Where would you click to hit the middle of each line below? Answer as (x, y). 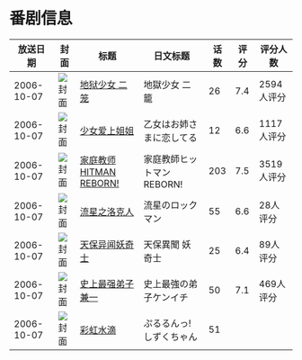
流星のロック (170, 205)
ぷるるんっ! (167, 323)
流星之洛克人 (107, 211)
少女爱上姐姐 (107, 130)
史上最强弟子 (107, 283)
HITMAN (98, 172)
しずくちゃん (170, 337)
